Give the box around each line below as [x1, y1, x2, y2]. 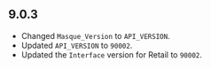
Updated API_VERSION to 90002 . [20, 40, 133, 50]
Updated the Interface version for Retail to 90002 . [20, 49, 203, 60]
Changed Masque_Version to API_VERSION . [20, 30, 170, 41]
